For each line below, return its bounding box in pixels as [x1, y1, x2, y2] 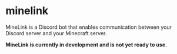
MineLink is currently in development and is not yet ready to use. [5, 41, 168, 48]
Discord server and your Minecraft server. [5, 29, 107, 36]
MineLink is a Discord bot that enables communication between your [5, 23, 172, 31]
